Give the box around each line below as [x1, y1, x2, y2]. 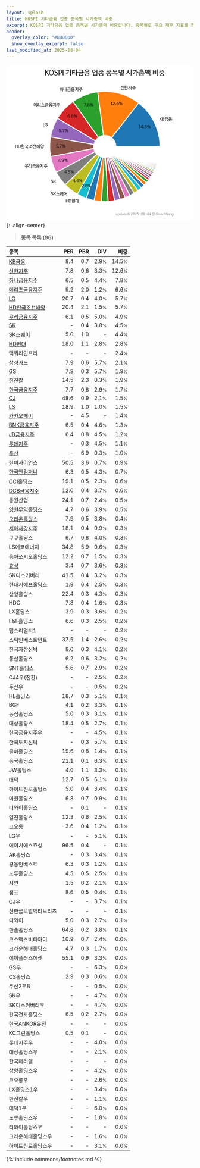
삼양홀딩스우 [8, 1067, 38, 1074]
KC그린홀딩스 [8, 1029, 40, 1037]
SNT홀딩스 [8, 664, 35, 672]
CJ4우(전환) [8, 674, 37, 681]
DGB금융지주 [8, 487, 40, 494]
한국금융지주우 [8, 729, 43, 736]
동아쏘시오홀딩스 [8, 553, 48, 560]
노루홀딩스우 [8, 1114, 38, 1121]
